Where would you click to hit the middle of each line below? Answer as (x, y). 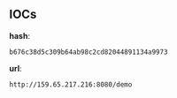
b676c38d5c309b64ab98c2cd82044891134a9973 (88, 52)
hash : (20, 35)
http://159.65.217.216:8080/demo (71, 84)
